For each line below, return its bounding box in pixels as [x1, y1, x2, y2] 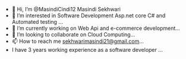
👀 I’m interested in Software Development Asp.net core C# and [11, 12, 166, 19]
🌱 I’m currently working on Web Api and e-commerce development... [11, 24, 180, 32]
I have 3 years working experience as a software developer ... [11, 46, 163, 53]
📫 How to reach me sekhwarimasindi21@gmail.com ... [11, 38, 144, 45]
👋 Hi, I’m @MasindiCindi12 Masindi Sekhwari [11, 6, 121, 13]
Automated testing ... [11, 18, 64, 25]
